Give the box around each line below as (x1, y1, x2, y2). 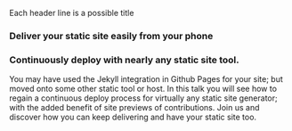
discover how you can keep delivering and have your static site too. (9, 111, 256, 123)
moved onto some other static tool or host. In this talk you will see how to (9, 84, 278, 94)
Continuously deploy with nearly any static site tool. (9, 53, 239, 66)
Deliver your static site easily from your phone (9, 29, 214, 42)
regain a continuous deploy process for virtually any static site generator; (9, 93, 278, 103)
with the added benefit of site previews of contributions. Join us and (9, 102, 260, 113)
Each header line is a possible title (9, 8, 134, 18)
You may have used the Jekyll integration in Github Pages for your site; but (9, 74, 283, 85)
